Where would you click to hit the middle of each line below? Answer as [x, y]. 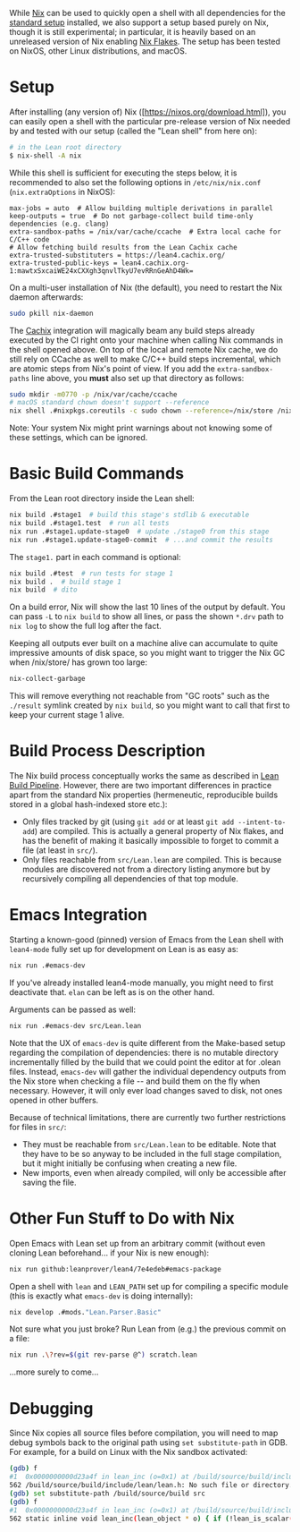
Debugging [51, 1408]
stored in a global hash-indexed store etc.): [88, 804]
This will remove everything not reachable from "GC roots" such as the [139, 696]
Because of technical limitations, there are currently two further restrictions [148, 1117]
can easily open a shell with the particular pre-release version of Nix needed [150, 121]
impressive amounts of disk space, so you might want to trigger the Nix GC [147, 653]
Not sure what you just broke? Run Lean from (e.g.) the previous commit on [148, 1329]
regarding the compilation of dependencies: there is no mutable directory [144, 1052]
